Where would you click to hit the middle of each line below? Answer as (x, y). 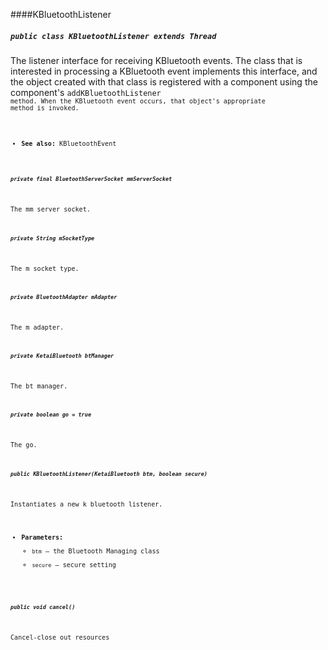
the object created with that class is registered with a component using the (164, 81)
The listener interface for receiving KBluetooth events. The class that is (156, 60)
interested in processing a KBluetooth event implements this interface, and (164, 71)
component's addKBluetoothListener (86, 92)
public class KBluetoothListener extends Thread (113, 36)
